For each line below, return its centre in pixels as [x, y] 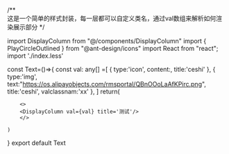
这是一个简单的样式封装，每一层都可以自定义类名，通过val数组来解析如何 [112, 18]
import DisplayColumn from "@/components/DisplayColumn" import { [107, 41]
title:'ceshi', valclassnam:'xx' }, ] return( [63, 91]
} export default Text [36, 143]
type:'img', [23, 77]
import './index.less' [35, 56]
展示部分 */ [29, 27]
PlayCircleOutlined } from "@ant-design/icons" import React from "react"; [113, 48]
